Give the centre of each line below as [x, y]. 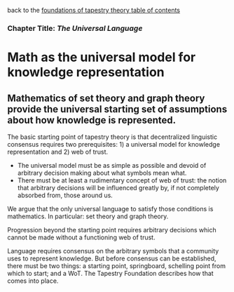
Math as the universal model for [102, 57]
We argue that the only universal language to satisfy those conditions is [110, 208]
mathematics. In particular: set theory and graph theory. [88, 216]
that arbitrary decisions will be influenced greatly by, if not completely [118, 187]
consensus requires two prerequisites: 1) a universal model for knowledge [114, 144]
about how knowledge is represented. [92, 120]
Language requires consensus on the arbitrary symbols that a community [113, 251]
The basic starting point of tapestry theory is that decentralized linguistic [112, 137]
